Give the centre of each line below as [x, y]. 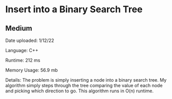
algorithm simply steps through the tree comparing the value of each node [84, 85]
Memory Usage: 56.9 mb [32, 70]
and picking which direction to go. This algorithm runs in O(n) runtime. [80, 91]
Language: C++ [22, 50]
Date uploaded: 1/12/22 [30, 40]
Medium [19, 28]
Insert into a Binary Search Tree [74, 9]
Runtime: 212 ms [23, 60]
